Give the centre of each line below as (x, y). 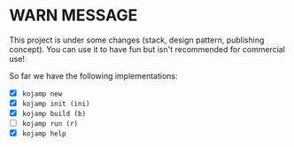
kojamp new (42, 94)
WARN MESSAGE (73, 15)
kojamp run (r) (50, 124)
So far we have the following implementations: (94, 75)
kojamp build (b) (54, 114)
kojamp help (44, 134)
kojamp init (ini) (56, 104)
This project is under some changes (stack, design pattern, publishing (137, 40)
